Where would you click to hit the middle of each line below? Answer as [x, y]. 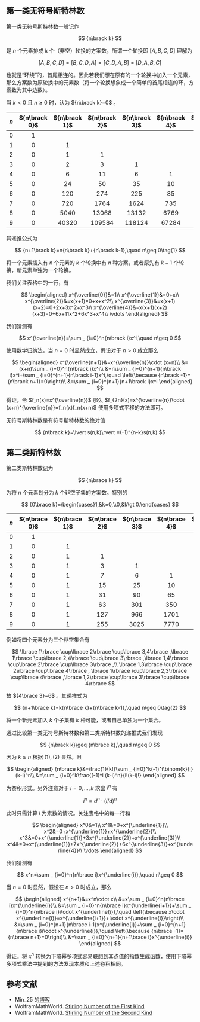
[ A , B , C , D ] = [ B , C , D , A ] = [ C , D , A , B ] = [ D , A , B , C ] [100, 62]
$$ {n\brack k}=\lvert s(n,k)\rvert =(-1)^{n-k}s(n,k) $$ [100, 432]
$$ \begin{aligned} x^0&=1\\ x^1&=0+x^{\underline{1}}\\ [100, 825]
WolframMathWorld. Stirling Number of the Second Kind [84, 1013]
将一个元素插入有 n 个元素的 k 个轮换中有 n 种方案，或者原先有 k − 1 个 [93, 263]
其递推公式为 [22, 238]
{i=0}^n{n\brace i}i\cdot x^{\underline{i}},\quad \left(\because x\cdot [100, 911]
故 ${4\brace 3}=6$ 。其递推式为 [47, 695]
